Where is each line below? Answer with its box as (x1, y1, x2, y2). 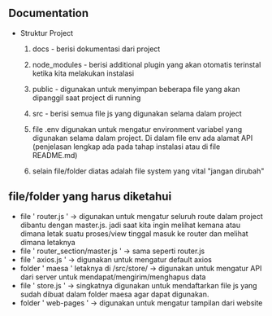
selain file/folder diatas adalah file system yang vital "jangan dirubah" (32, 166, 265, 176)
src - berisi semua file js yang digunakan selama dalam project (32, 108, 242, 118)
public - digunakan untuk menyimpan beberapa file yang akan (32, 84, 240, 94)
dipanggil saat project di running (32, 93, 141, 103)
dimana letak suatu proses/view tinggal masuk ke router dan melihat (19, 228, 249, 239)
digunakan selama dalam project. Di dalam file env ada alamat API (32, 133, 253, 143)
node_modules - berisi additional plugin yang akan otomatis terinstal (32, 59, 261, 69)
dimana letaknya (19, 237, 76, 247)
